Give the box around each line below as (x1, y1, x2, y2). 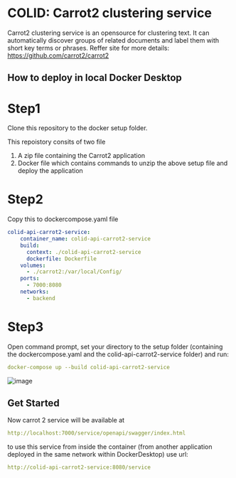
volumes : (20, 262, 46, 269)
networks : (20, 288, 50, 296)
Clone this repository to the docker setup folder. (7, 124, 148, 132)
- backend (26, 294, 55, 302)
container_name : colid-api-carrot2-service (20, 235, 151, 243)
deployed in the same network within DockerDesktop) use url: (7, 450, 188, 459)
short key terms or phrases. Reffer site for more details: (7, 43, 169, 52)
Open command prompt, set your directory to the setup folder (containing (7, 342, 223, 351)
